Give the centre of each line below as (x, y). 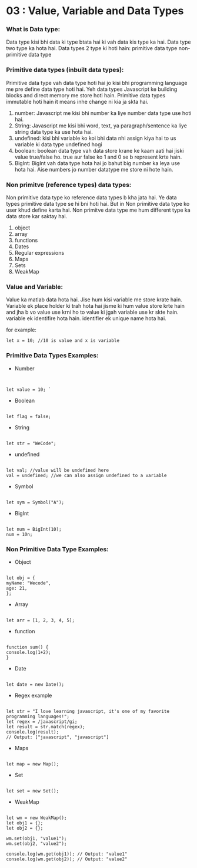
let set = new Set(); (33, 791)
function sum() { (27, 647)
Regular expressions (39, 253)
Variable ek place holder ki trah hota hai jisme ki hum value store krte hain (96, 306)
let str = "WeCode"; (31, 443)
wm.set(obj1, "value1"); (36, 839)
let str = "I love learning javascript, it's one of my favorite (88, 711)
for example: (21, 330)
